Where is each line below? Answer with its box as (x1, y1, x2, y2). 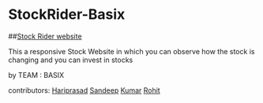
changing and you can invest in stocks (8, 55, 133, 64)
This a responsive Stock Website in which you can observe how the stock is (8, 46, 255, 56)
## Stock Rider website (8, 31, 82, 41)
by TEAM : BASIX (8, 70, 65, 79)
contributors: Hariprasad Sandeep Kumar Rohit (8, 85, 160, 95)
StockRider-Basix (8, 6, 126, 24)
